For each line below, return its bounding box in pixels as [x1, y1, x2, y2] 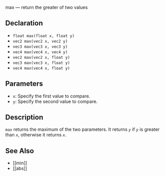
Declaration [5, 19, 43, 27]
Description [5, 113, 43, 122]
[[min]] [12, 160, 28, 166]
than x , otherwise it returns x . [5, 132, 67, 138]
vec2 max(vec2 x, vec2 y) [12, 39, 68, 44]
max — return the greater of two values [5, 5, 88, 10]
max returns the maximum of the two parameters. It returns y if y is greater [5, 126, 160, 132]
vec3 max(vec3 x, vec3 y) [12, 44, 68, 49]
